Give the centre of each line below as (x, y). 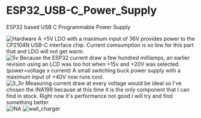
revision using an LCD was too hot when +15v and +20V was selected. (93, 64)
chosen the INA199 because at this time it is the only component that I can (98, 89)
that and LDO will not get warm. (45, 51)
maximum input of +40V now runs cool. (55, 77)
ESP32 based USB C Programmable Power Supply (68, 27)
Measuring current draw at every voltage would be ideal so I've (103, 83)
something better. (28, 102)
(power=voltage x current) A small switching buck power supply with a (94, 70)
